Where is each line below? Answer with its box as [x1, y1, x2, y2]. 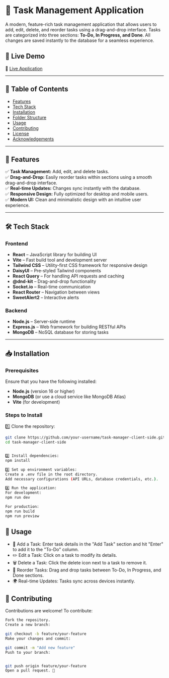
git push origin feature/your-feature [5, 663, 87, 668]
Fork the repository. [5, 617, 51, 623]
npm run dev [5, 495, 30, 500]
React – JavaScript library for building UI [12, 252, 97, 258]
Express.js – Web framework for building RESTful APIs [12, 324, 126, 330]
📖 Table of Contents [5, 85, 68, 93]
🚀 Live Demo [5, 52, 45, 61]
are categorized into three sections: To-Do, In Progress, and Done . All [5, 32, 151, 38]
